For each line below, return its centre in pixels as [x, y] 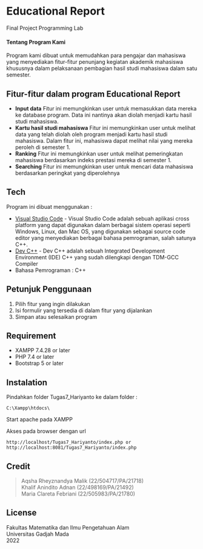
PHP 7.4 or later [35, 357]
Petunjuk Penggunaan [49, 289]
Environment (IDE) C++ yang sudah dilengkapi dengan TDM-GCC [97, 257]
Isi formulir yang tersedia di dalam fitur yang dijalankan [84, 310]
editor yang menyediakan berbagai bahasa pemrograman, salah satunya [105, 237]
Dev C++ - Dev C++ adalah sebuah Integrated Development [90, 251]
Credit [18, 466]
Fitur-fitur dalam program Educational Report [93, 94]
